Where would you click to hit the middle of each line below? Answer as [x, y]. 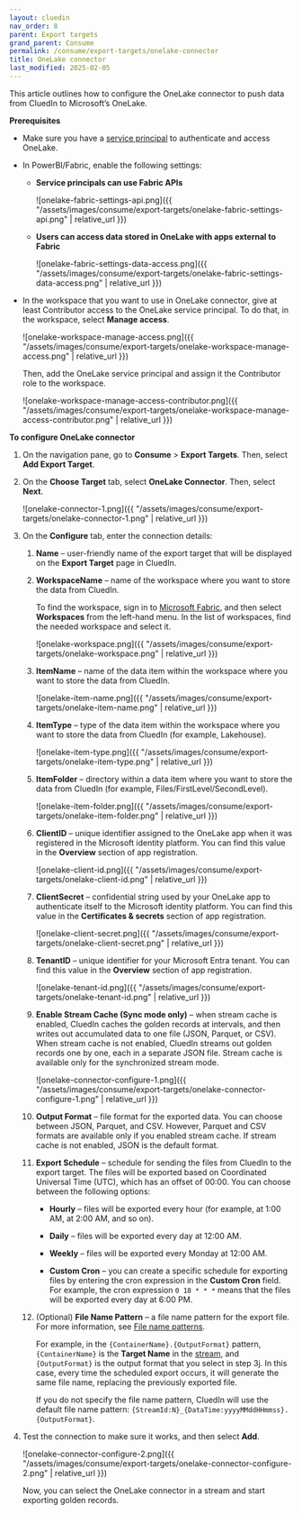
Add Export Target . [58, 464]
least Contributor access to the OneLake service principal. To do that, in [155, 310]
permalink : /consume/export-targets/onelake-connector [114, 51]
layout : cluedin [40, 18]
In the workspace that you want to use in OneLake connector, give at [150, 300]
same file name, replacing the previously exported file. [137, 1382]
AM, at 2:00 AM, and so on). [102, 1218]
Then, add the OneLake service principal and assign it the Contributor [151, 373]
